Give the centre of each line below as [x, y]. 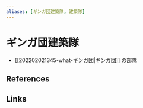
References [28, 79]
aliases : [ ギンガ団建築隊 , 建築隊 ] [46, 12]
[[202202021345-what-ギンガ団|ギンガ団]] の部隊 [76, 60]
